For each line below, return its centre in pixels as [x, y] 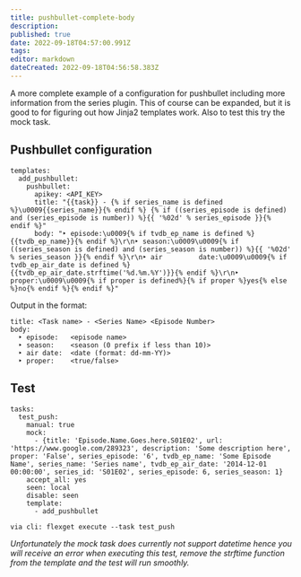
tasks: [22, 409]
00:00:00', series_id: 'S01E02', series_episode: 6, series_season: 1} [146, 472]
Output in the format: [49, 305]
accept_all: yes [57, 480]
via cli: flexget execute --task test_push [93, 527]
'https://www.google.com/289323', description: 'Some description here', [151, 448]
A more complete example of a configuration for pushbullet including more [148, 93]
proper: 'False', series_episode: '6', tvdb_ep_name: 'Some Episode [141, 456]
